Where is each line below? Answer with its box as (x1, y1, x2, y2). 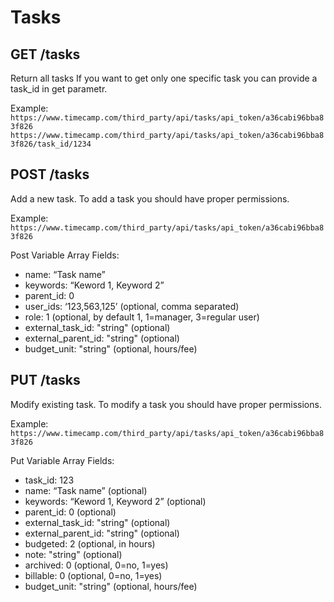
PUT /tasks (10, 372, 81, 389)
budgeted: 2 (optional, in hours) (24, 537, 156, 550)
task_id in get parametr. (10, 83, 108, 95)
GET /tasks (10, 46, 81, 63)
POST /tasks (10, 166, 90, 183)
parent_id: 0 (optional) (24, 506, 117, 518)
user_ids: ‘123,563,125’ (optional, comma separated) (24, 300, 240, 312)
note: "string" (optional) (24, 548, 123, 560)
